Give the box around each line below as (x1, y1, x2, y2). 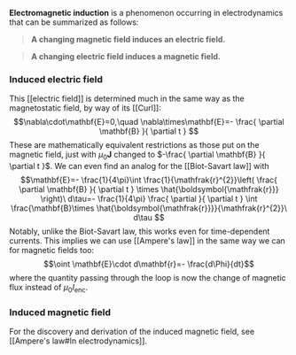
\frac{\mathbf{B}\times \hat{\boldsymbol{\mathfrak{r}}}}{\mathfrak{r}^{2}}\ (10, 203, 288, 213)
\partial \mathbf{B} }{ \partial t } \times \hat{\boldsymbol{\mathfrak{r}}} (19, 184, 279, 195)
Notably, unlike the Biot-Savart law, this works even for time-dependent (9, 226, 270, 237)
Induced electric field (9, 73, 104, 85)
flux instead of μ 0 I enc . (9, 282, 89, 295)
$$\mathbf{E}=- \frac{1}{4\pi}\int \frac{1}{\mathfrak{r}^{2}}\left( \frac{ (20, 174, 277, 185)
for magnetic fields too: (9, 245, 95, 256)
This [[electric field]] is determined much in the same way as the (9, 93, 245, 104)
